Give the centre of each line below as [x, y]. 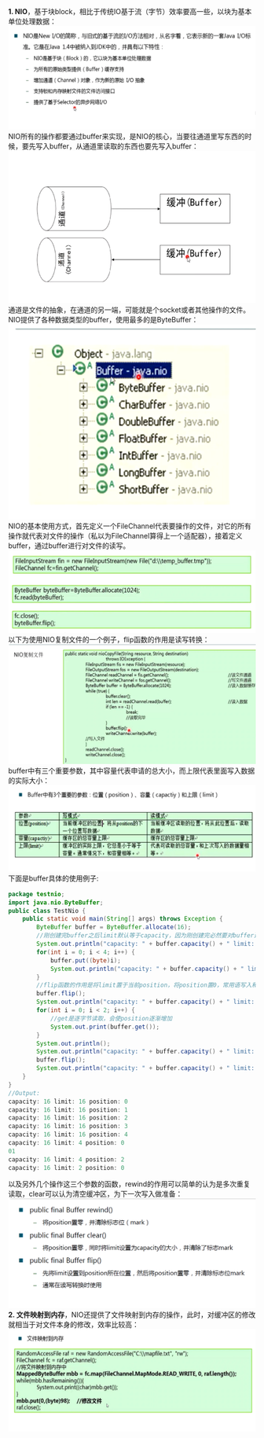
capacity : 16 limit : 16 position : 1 [68, 1110]
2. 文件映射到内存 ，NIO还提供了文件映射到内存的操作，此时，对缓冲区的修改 [132, 1315]
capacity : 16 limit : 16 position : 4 [68, 1135]
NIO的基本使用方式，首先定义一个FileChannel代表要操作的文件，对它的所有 [130, 526]
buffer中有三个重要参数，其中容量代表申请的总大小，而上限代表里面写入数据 [132, 771]
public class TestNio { [47, 910]
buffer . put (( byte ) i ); [86, 960]
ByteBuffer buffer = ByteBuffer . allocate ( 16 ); [114, 927]
